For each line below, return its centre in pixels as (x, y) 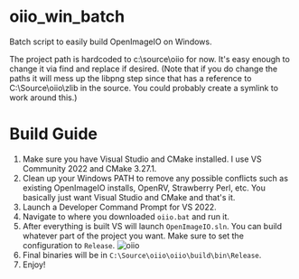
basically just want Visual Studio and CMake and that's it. (129, 197)
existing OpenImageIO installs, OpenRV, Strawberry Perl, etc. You (144, 188)
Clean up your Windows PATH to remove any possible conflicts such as (155, 178)
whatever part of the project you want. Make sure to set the (133, 236)
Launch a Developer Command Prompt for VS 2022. (119, 207)
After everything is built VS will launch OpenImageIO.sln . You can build (152, 226)
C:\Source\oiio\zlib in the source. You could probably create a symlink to (144, 88)
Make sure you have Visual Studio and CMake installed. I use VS (142, 159)
